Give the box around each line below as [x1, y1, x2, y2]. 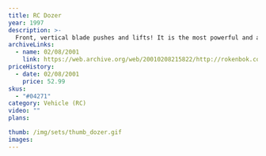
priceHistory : [8, 63, 55, 71]
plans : [8, 114, 30, 122]
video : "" [8, 107, 41, 115]
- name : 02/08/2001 [15, 48, 80, 56]
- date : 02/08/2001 [15, 70, 80, 78]
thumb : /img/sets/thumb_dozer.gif [8, 128, 123, 136]
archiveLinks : [8, 41, 55, 49]
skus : [8, 84, 26, 93]
